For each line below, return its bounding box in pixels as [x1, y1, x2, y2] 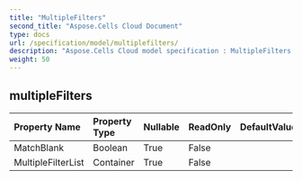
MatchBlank [13, 141, 65, 154]
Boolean [93, 141, 129, 154]
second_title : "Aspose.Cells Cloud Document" [9, 22, 182, 31]
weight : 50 [9, 55, 50, 64]
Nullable [143, 121, 180, 133]
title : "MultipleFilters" [9, 13, 106, 22]
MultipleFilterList [13, 156, 84, 168]
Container [93, 156, 135, 168]
